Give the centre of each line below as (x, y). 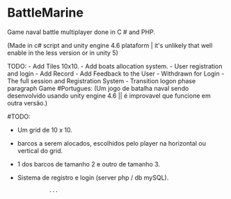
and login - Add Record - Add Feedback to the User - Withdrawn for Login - (116, 73)
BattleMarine (45, 13)
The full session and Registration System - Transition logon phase (102, 80)
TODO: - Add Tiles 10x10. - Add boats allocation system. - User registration (115, 66)
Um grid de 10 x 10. (45, 130)
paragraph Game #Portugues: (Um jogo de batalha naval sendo (98, 88)
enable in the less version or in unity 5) (63, 53)
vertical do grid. (40, 150)
